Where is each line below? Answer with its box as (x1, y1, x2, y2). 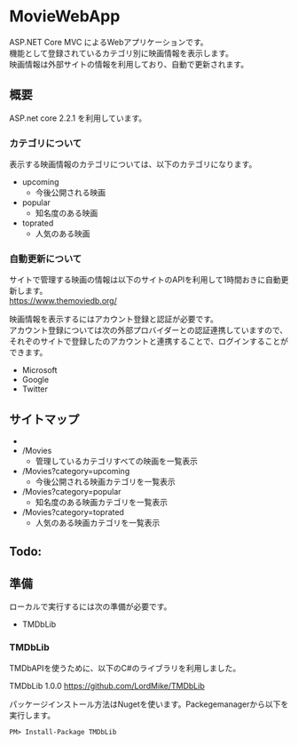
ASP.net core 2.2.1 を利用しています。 (9, 113, 147, 123)
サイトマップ (9, 411, 80, 427)
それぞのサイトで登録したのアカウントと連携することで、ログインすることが (9, 336, 289, 347)
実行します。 (9, 709, 56, 720)
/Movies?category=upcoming (21, 466, 130, 477)
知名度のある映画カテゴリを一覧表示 (35, 497, 169, 508)
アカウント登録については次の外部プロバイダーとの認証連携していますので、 (9, 325, 288, 336)
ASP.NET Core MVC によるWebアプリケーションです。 (9, 36, 208, 47)
